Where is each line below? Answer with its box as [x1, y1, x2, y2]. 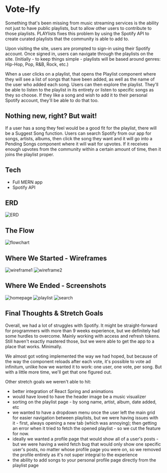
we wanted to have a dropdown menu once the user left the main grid [12, 409, 156, 415]
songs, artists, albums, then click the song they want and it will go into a [5, 135, 153, 141]
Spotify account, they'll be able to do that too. [5, 97, 99, 103]
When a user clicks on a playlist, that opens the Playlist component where [5, 71, 157, 77]
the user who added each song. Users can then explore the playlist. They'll [5, 81, 159, 88]
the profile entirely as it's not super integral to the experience [12, 452, 138, 458]
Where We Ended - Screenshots [5, 282, 106, 290]
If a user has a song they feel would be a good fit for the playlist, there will [5, 125, 157, 131]
